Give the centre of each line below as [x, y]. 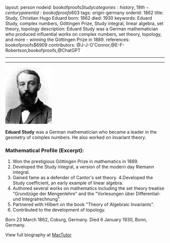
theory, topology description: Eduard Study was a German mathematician [82, 29]
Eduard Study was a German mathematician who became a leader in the [81, 132]
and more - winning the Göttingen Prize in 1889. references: [68, 39]
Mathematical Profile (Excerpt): [45, 150]
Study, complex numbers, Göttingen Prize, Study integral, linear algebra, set [84, 23]
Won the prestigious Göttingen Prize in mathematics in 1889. [75, 161]
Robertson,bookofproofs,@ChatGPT [43, 50]
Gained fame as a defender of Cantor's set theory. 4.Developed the [83, 178]
